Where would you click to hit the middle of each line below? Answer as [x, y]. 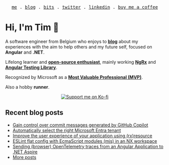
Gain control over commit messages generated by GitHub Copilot [80, 125]
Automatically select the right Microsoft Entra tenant [67, 130]
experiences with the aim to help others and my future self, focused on [79, 47]
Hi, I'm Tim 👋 [32, 28]
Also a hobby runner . [27, 87]
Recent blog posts [34, 113]
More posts [24, 157]
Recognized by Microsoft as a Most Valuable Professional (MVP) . [74, 77]
